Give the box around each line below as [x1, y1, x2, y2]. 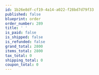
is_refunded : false [5, 39, 46, 44]
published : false [5, 12, 41, 17]
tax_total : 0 [5, 53, 32, 58]
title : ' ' [5, 26, 28, 31]
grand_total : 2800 [5, 44, 43, 49]
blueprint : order [5, 16, 41, 21]
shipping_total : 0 [5, 58, 43, 63]
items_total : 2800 [5, 48, 43, 53]
